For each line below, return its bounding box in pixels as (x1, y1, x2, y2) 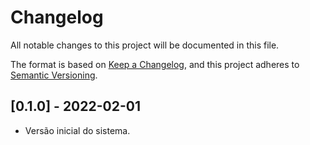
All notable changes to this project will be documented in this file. (10, 39, 280, 51)
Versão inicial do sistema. (24, 124, 131, 136)
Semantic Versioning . (10, 69, 98, 81)
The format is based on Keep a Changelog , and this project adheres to (10, 58, 300, 70)
